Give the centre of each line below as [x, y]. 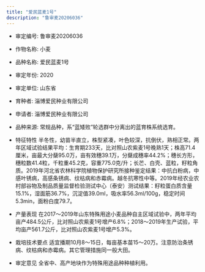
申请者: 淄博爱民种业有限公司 [52, 114]
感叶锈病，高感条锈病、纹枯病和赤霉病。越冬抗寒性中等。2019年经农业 [104, 178]
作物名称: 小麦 [33, 49]
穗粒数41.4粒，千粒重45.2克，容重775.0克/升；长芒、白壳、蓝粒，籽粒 [104, 163]
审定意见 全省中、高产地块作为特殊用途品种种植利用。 [83, 263]
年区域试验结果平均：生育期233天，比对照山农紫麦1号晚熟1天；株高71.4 [105, 147]
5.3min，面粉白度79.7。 [45, 201]
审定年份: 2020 [34, 75]
